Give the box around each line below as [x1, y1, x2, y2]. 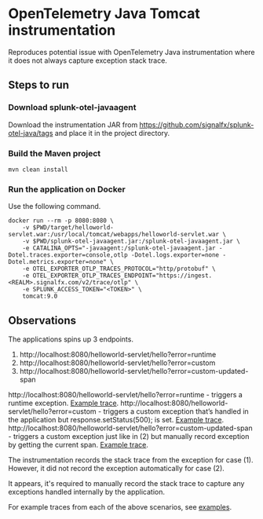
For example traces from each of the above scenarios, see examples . [8, 503, 232, 512]
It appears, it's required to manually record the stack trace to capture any [8, 479, 245, 488]
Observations [8, 313, 77, 327]
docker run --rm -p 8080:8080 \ [8, 217, 114, 225]
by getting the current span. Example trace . [8, 440, 149, 450]
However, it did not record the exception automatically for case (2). [8, 464, 225, 473]
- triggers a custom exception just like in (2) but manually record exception [8, 432, 250, 441]
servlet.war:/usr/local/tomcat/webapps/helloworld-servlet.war [8, 231, 220, 239]
